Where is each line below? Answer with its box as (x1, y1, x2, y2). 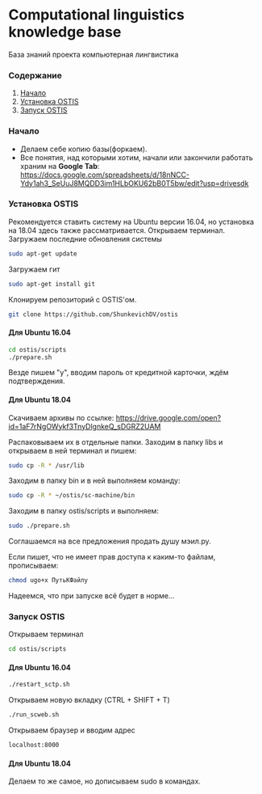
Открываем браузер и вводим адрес (8, 725, 135, 735)
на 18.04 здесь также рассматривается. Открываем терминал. (8, 225, 226, 235)
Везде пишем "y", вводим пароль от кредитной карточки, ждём (8, 368, 229, 378)
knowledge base (8, 23, 122, 41)
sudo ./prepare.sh (8, 522, 70, 530)
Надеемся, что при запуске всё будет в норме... (8, 591, 175, 601)
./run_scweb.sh (8, 711, 60, 719)
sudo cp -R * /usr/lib (8, 461, 85, 470)
